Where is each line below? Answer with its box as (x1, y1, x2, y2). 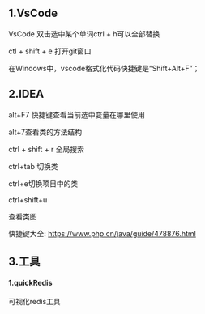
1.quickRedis (8, 278, 53, 287)
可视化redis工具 (8, 297, 61, 307)
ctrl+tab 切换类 (8, 161, 58, 171)
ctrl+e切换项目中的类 (8, 178, 79, 189)
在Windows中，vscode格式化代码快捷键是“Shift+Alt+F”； (8, 63, 200, 73)
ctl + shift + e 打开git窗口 (8, 46, 92, 56)
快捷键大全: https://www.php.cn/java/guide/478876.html (8, 228, 196, 238)
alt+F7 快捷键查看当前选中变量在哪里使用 (8, 109, 146, 120)
